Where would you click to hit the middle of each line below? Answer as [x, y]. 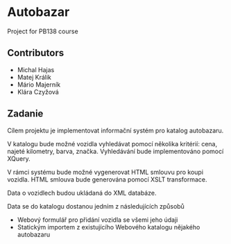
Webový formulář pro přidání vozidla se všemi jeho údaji [97, 220]
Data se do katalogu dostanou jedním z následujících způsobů [96, 206]
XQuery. [19, 158]
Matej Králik [34, 77]
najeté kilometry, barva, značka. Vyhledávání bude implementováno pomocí [115, 151]
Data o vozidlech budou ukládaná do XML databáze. [82, 193]
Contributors [36, 53]
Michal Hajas [36, 69]
